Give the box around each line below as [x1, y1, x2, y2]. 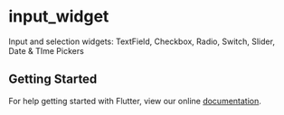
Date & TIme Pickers [8, 45, 85, 56]
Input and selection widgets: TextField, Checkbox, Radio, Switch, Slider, [8, 36, 275, 47]
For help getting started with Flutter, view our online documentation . [8, 95, 261, 106]
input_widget [8, 6, 109, 27]
